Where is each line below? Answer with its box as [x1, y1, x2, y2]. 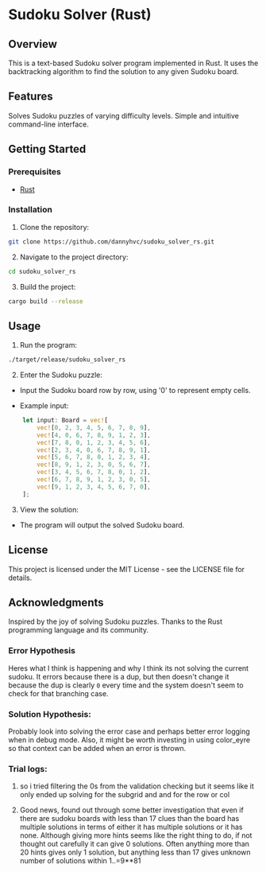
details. [8, 573, 33, 582]
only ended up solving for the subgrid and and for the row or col [19, 790, 230, 800]
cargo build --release [8, 297, 83, 306]
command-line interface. [8, 119, 89, 129]
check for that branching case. [8, 688, 109, 698]
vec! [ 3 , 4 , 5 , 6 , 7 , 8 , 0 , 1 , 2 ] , [37, 468, 151, 477]
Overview [8, 37, 58, 51]
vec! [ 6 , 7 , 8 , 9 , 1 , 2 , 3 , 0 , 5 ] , [37, 476, 151, 484]
